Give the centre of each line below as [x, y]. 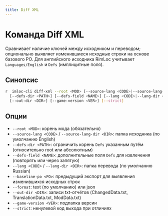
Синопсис [22, 80]
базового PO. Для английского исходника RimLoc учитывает [70, 59]
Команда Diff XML [45, 34]
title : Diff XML [22, 10]
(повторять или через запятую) [46, 160]
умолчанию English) [34, 139]
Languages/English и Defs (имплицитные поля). [54, 64]
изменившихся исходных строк [46, 181]
